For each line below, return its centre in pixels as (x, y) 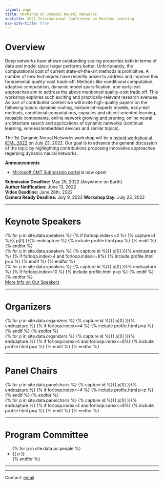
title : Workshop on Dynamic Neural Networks (51, 14)
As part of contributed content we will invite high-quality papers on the (76, 103)
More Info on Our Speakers (32, 282)
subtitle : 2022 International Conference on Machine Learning (70, 19)
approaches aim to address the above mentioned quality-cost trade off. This (82, 92)
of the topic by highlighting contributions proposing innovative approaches (80, 148)
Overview (25, 47)
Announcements (22, 163)
